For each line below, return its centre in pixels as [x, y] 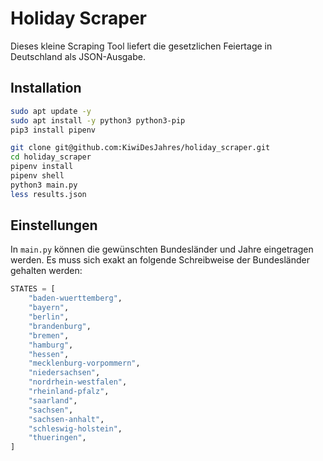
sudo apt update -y [51, 111]
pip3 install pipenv [53, 130]
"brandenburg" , [60, 326]
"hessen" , [49, 354]
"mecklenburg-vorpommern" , [84, 363]
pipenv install [42, 167]
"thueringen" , [57, 438]
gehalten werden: [46, 271]
